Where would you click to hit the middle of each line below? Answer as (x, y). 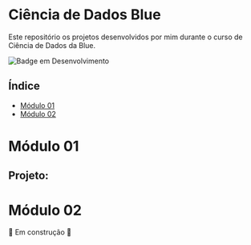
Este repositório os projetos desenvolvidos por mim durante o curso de (125, 37)
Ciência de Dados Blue (85, 15)
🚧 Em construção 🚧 (40, 232)
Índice (24, 86)
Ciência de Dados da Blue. (52, 45)
